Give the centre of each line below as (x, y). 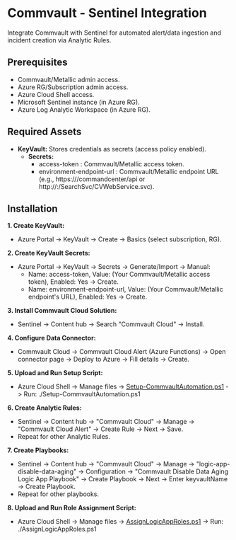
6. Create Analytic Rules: (45, 408)
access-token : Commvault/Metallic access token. (112, 163)
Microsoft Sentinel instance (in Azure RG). (78, 102)
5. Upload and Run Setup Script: (55, 373)
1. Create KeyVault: (36, 226)
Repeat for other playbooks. (58, 494)
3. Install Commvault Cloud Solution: (62, 311)
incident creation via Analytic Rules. (59, 40)
